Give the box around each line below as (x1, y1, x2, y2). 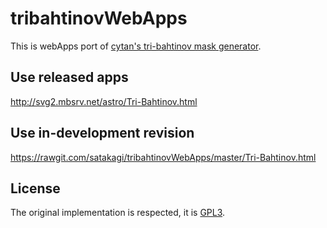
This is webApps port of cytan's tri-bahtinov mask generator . (10, 40, 262, 52)
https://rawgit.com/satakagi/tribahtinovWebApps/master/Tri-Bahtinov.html (10, 151, 317, 163)
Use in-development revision (10, 125, 195, 142)
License (10, 180, 61, 197)
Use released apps (10, 69, 129, 86)
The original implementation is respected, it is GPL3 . (10, 207, 226, 219)
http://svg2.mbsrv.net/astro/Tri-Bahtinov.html (10, 95, 198, 107)
